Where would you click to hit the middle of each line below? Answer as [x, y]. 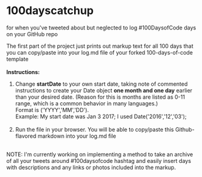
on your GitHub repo [32, 34]
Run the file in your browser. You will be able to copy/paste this [95, 129]
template [17, 59]
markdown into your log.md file [77, 136]
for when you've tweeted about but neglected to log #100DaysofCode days [101, 28]
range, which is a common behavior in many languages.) [86, 103]
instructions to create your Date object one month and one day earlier [104, 90]
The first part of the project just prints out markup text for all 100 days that [100, 46]
